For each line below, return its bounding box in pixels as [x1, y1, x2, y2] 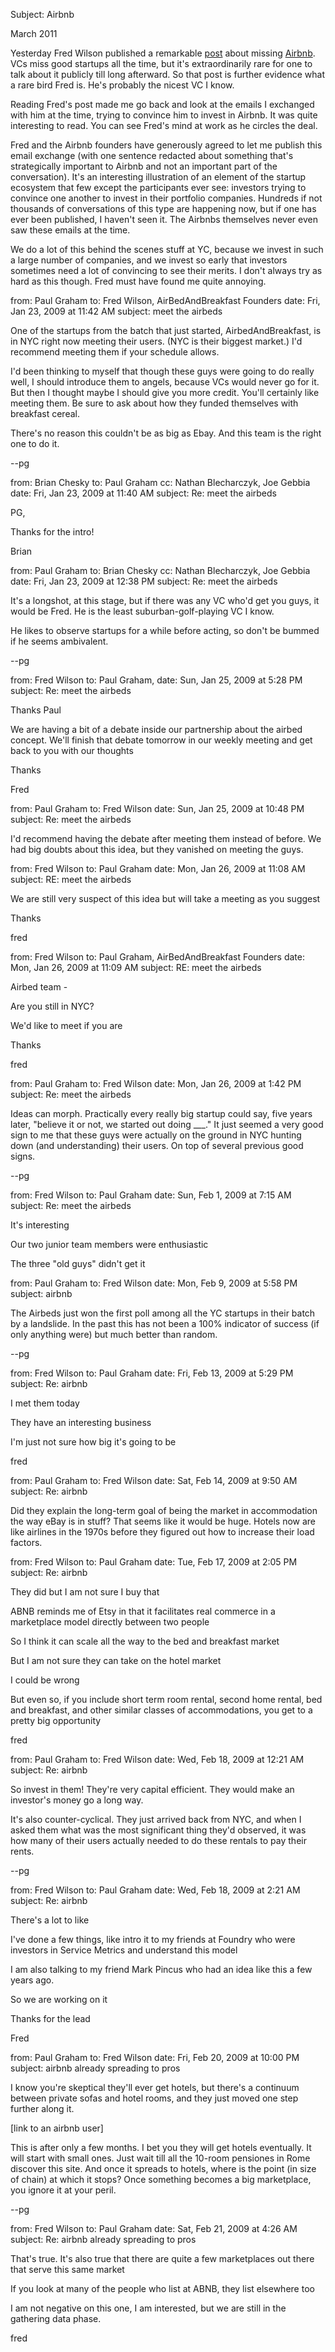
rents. [10, 1845, 35, 1857]
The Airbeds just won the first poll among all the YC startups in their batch [10, 1307, 316, 1319]
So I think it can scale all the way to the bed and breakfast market [10, 1635, 280, 1647]
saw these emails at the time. [10, 224, 131, 236]
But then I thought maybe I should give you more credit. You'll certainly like [10, 387, 320, 398]
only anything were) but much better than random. [10, 1329, 218, 1340]
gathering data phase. [10, 2313, 102, 2324]
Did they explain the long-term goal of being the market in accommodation [10, 1505, 318, 1516]
